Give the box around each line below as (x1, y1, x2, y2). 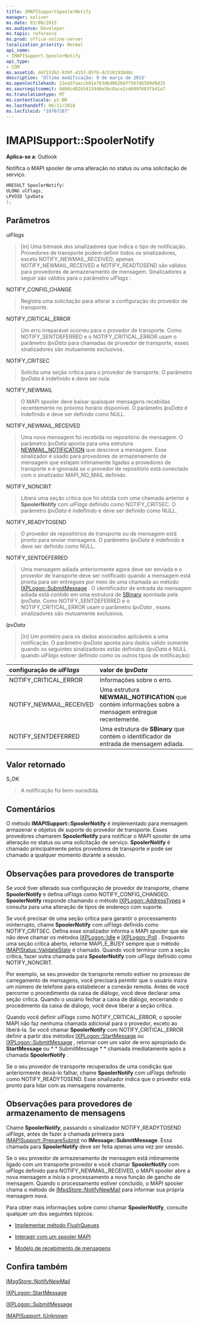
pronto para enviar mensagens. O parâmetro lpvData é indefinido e (20, 536, 185, 543)
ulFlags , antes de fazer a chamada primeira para (6, 1130, 124, 1137)
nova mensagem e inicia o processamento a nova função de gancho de (6, 1173, 181, 1180)
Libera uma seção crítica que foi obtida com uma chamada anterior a (20, 494, 190, 502)
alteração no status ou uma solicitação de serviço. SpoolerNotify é (6, 839, 171, 846)
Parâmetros (6, 215, 50, 226)
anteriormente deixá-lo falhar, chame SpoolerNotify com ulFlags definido (6, 1069, 187, 1076)
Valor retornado (6, 760, 66, 770)
